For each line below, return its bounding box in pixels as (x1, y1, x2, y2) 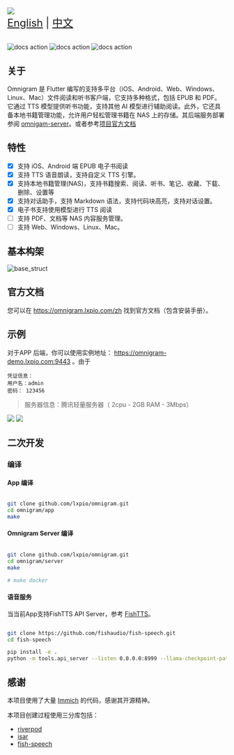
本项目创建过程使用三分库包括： (7, 711, 99, 719)
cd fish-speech (7, 636, 52, 643)
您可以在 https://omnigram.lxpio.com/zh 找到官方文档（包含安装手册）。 (7, 306, 212, 314)
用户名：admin (7, 380, 44, 387)
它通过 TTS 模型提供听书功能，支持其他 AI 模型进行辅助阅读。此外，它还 (7, 102, 215, 110)
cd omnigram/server (7, 558, 64, 565)
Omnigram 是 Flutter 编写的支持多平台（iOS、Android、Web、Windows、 (7, 84, 219, 93)
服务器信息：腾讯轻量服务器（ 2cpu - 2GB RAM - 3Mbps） (24, 400, 193, 408)
